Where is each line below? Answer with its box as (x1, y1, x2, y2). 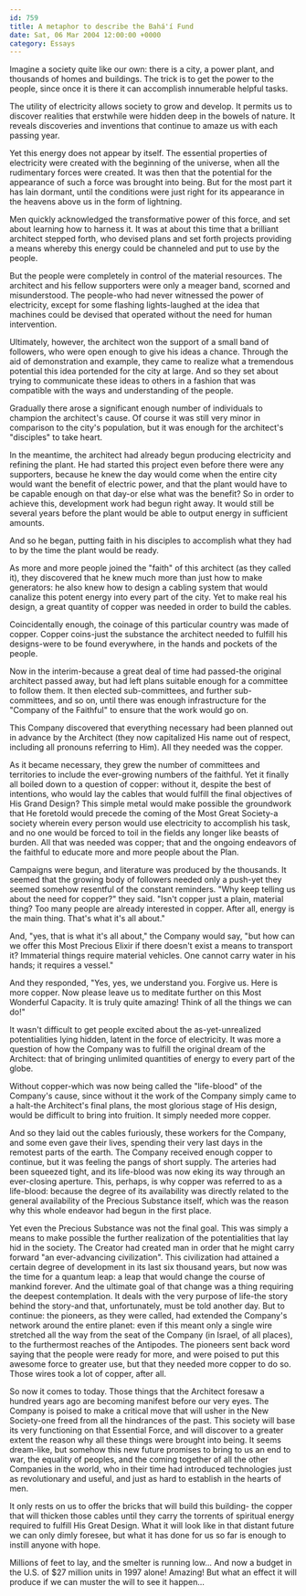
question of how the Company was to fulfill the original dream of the (9, 1044, 267, 1055)
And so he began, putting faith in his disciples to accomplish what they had (9, 535, 292, 546)
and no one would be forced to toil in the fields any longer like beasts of (9, 827, 280, 838)
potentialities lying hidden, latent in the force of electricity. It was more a (9, 1034, 281, 1045)
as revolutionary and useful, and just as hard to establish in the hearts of (9, 1474, 281, 1485)
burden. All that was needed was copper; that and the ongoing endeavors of (9, 837, 297, 848)
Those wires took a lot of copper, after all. (9, 1369, 167, 1380)
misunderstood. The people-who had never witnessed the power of (9, 289, 264, 301)
